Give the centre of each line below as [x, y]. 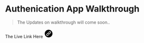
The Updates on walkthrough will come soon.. [63, 22]
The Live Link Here [24, 36]
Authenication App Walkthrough [72, 9]
